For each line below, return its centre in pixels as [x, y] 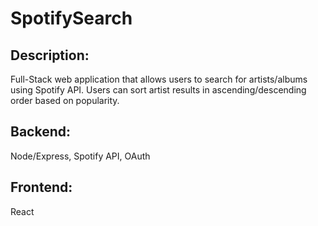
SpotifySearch [71, 18]
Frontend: [41, 187]
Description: [50, 55]
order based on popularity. [65, 100]
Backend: [40, 132]
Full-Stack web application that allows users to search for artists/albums [159, 79]
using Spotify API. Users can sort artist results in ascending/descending [158, 90]
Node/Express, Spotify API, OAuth [80, 156]
